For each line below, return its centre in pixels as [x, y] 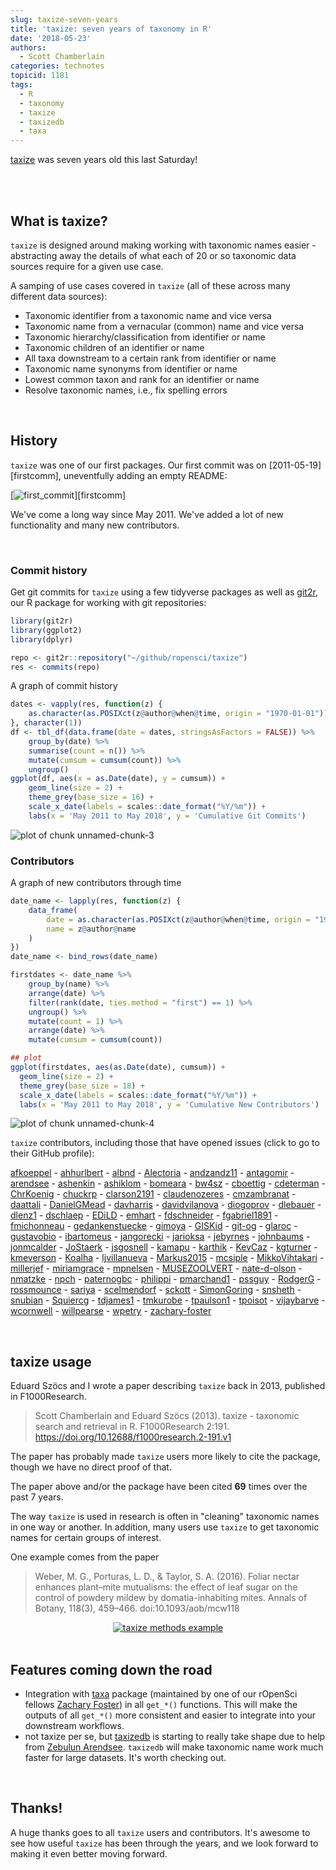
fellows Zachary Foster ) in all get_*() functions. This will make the [161, 1705]
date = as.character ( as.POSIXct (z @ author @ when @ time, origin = [178, 919]
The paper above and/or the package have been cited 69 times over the [159, 1487]
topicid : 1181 [40, 76]
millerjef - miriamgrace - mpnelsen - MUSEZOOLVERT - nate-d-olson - [156, 1268]
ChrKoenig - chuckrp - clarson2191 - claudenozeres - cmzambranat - [153, 1194]
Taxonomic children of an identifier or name [114, 347]
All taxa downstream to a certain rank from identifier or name [150, 358]
